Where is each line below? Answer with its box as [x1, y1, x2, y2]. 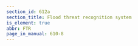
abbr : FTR [6, 25, 32, 32]
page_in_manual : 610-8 [6, 31, 64, 37]
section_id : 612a [6, 8, 50, 15]
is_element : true [6, 20, 50, 26]
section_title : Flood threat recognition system [6, 14, 132, 20]
